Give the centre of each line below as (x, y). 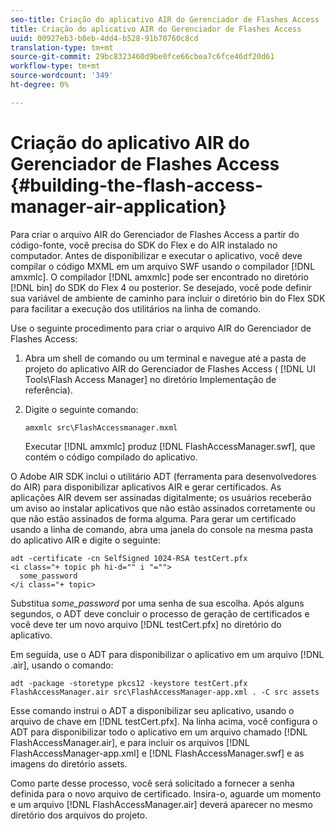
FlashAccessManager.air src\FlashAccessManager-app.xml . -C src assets (165, 692)
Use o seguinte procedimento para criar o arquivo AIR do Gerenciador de (161, 328)
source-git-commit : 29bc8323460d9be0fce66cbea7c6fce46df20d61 (142, 57)
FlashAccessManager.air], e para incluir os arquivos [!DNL (130, 742)
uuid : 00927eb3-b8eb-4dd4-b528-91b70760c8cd (104, 38)
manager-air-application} (118, 206)
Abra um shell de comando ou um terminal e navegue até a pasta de (165, 358)
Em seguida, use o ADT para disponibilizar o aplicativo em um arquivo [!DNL (167, 654)
